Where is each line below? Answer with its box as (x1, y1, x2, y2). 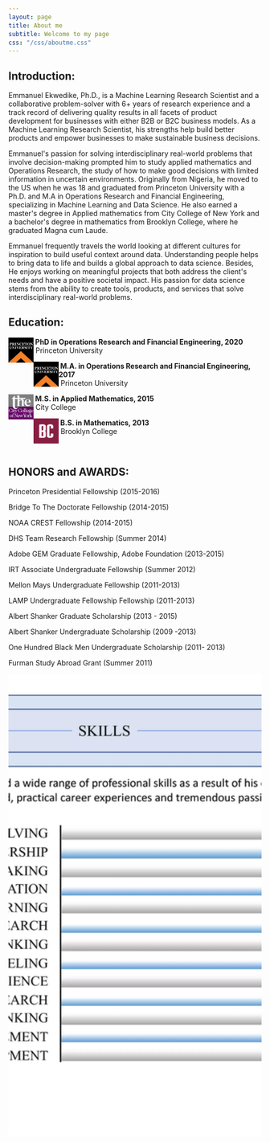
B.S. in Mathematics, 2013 (59, 418, 149, 428)
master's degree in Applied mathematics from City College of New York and (8, 209, 260, 219)
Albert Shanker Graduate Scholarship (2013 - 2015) (8, 611, 178, 620)
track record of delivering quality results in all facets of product (8, 108, 218, 117)
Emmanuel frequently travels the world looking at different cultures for (8, 241, 241, 251)
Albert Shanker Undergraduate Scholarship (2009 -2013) (8, 627, 197, 636)
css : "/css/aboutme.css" (8, 39, 92, 47)
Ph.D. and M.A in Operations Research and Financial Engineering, (8, 191, 225, 201)
